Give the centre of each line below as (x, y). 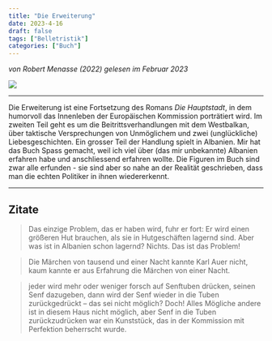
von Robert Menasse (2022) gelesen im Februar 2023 (98, 69)
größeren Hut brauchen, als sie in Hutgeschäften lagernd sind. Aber (141, 237)
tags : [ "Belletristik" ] (49, 38)
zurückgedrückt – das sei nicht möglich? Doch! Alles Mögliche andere (144, 303)
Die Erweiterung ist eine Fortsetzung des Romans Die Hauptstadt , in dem (130, 108)
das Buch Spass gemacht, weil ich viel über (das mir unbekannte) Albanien (133, 151)
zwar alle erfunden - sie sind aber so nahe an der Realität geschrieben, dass (136, 168)
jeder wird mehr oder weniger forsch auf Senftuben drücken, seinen (142, 286)
